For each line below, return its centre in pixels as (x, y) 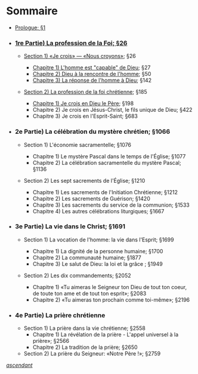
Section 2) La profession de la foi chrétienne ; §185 (85, 92)
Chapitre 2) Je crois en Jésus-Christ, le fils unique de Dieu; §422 (112, 110)
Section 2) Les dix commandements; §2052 (77, 275)
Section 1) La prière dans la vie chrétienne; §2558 (85, 328)
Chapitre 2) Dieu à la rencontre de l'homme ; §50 (92, 74)
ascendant (19, 365)
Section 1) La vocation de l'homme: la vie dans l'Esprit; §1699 (99, 240)
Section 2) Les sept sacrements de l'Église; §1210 (84, 180)
